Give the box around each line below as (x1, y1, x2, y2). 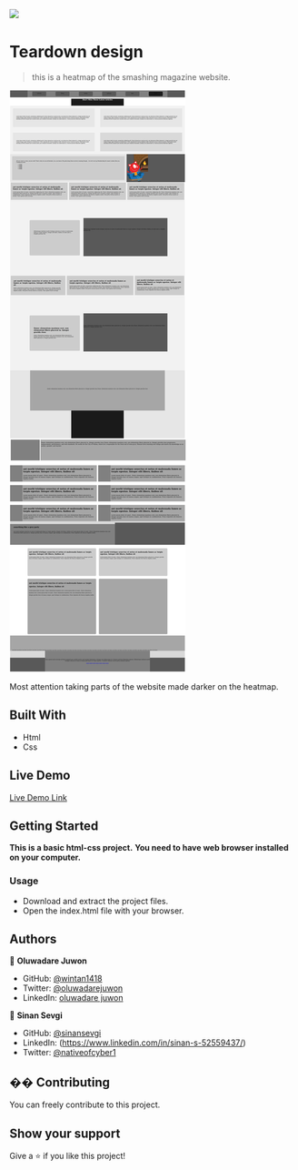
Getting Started (9, 818, 99, 833)
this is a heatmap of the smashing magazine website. (31, 71, 231, 82)
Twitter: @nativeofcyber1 (22, 1047, 116, 1058)
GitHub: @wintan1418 (22, 973, 103, 984)
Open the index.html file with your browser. (22, 905, 184, 916)
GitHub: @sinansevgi (22, 1028, 102, 1039)
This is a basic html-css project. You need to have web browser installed (9, 842, 289, 853)
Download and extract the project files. (22, 895, 169, 906)
